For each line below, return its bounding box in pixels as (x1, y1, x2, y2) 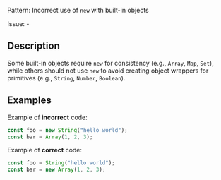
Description (7, 40, 60, 52)
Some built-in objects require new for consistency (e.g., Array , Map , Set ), (7, 59, 214, 67)
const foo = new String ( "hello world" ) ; (7, 126, 129, 133)
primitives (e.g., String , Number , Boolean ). (7, 73, 126, 82)
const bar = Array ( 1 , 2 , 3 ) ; (7, 133, 93, 140)
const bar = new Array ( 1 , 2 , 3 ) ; (7, 166, 106, 174)
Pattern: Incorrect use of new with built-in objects (7, 6, 150, 14)
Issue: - (7, 20, 30, 28)
